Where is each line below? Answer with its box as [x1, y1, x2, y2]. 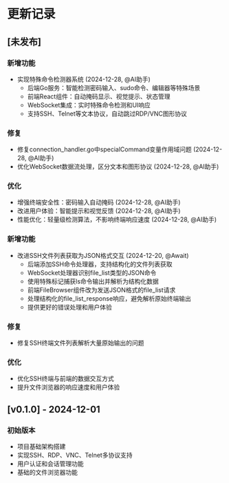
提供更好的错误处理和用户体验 [27, 303, 112, 311]
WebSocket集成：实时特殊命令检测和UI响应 [27, 100, 151, 109]
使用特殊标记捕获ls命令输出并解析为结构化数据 [27, 277, 160, 286]
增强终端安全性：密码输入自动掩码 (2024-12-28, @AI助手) [17, 198, 181, 206]
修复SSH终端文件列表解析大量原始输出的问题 [17, 339, 144, 347]
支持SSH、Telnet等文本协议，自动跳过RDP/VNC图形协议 [27, 109, 188, 118]
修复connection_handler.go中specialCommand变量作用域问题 [17, 145, 192, 153]
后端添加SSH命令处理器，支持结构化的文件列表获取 [27, 259, 173, 268]
